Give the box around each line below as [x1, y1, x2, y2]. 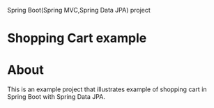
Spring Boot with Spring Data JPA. [7, 93, 106, 101]
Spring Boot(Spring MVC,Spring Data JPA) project [7, 6, 151, 14]
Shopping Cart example [7, 31, 147, 46]
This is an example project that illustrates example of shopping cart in [7, 85, 207, 93]
